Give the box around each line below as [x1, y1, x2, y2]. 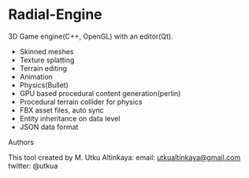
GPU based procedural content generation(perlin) [19, 88, 181, 98]
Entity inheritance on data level [19, 113, 121, 123]
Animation [19, 72, 53, 81]
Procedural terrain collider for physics [19, 97, 143, 106]
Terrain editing [19, 63, 68, 72]
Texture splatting [19, 55, 75, 65]
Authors [8, 137, 34, 146]
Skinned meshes [19, 46, 74, 56]
